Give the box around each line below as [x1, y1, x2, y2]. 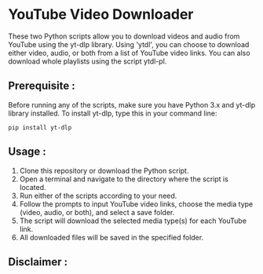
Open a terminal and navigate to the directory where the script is [19, 174, 229, 184]
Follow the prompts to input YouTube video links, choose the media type [19, 199, 254, 209]
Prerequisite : [8, 79, 76, 93]
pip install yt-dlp [8, 123, 72, 131]
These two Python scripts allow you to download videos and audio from [8, 31, 240, 41]
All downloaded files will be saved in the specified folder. [19, 232, 204, 242]
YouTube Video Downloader [8, 5, 194, 24]
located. [19, 182, 46, 192]
